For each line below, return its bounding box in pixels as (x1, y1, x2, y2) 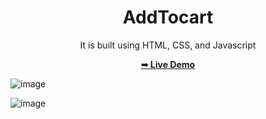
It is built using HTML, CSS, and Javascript (79, 39, 257, 51)
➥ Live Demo (140, 58, 196, 70)
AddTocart (122, 6, 214, 29)
